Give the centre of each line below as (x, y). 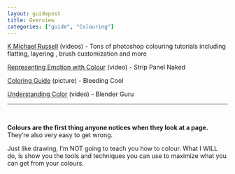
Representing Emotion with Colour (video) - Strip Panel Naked (97, 68)
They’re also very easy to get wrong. (60, 135)
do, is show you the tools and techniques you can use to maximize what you (117, 156)
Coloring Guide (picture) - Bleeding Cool (65, 81)
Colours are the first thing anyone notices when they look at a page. (108, 128)
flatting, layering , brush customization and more (77, 54)
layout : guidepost (34, 14)
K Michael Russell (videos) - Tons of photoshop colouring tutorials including (116, 47)
